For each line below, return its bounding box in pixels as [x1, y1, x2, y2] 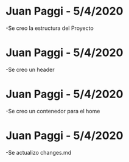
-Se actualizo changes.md [5, 149, 72, 156]
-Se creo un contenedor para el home [5, 107, 100, 114]
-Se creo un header [5, 66, 55, 73]
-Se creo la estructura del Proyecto [5, 24, 94, 32]
